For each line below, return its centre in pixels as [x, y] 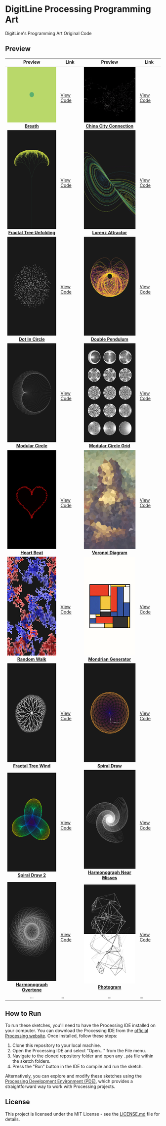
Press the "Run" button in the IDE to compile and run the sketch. [78, 1067]
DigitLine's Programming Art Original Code [48, 33]
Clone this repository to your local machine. [57, 1045]
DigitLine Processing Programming [78, 9]
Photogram [110, 987]
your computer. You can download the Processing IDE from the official [77, 1031]
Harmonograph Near [110, 872]
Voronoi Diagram [109, 553]
